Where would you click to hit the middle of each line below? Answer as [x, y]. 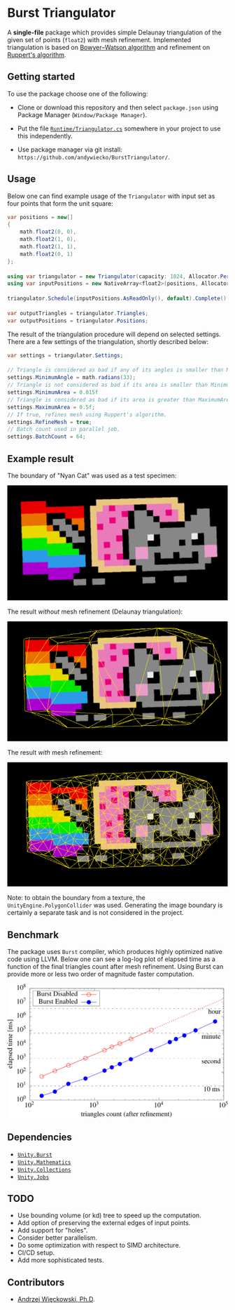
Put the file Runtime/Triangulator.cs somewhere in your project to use [119, 128]
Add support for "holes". [52, 1231]
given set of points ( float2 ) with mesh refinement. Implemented [99, 39]
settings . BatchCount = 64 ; [47, 437]
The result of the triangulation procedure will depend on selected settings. [114, 334]
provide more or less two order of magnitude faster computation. [101, 974]
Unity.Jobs [33, 1177]
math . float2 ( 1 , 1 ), [48, 247]
